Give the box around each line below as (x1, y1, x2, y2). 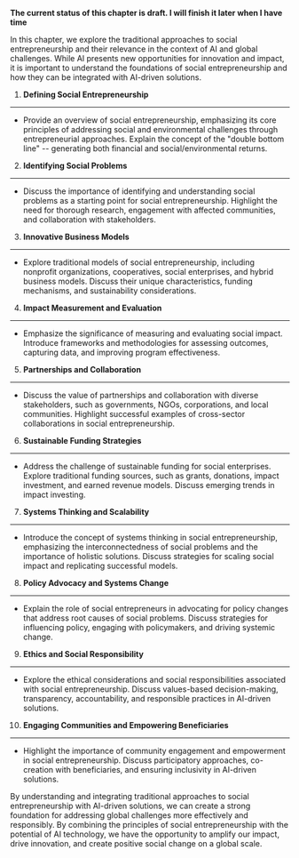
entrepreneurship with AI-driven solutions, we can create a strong (10, 800, 251, 811)
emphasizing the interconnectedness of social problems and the (22, 541, 258, 552)
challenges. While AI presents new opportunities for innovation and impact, (10, 53, 285, 63)
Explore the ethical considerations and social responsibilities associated (22, 675, 287, 685)
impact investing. (22, 489, 87, 500)
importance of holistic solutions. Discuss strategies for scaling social (22, 551, 274, 561)
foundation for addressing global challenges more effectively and (10, 810, 249, 821)
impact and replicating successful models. (22, 560, 178, 571)
